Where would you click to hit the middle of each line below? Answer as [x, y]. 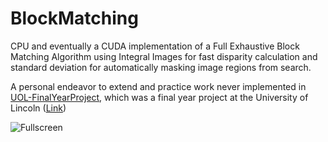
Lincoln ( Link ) [38, 108]
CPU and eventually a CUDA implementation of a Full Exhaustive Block [155, 46]
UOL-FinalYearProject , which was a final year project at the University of [159, 97]
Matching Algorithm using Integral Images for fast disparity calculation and [164, 56]
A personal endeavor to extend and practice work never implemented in [158, 86]
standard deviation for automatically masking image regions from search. [161, 67]
